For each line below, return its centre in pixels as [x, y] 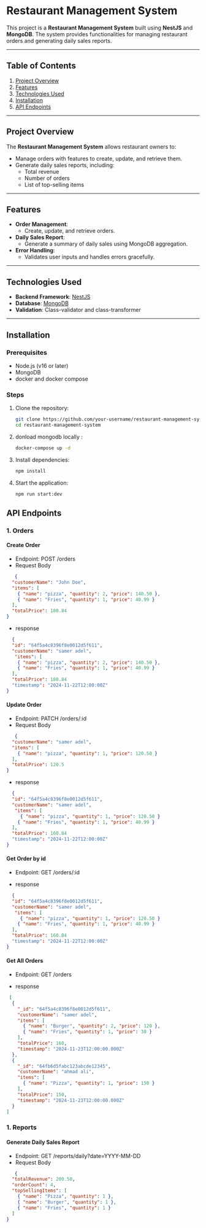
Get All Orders [25, 961]
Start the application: [42, 483]
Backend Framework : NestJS [53, 297]
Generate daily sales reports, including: [65, 165]
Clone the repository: [42, 408]
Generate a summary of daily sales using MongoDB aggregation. [106, 244]
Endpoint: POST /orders [45, 559]
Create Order [23, 545]
